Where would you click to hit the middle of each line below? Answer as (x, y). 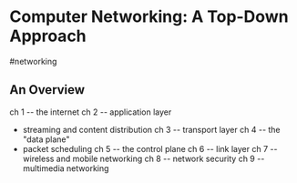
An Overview (47, 90)
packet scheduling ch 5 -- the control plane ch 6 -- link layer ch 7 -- (150, 148)
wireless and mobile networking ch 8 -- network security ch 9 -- (143, 158)
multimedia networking (66, 168)
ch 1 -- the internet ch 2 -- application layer (91, 112)
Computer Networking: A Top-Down (149, 17)
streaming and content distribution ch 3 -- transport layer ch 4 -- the (151, 129)
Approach (48, 36)
